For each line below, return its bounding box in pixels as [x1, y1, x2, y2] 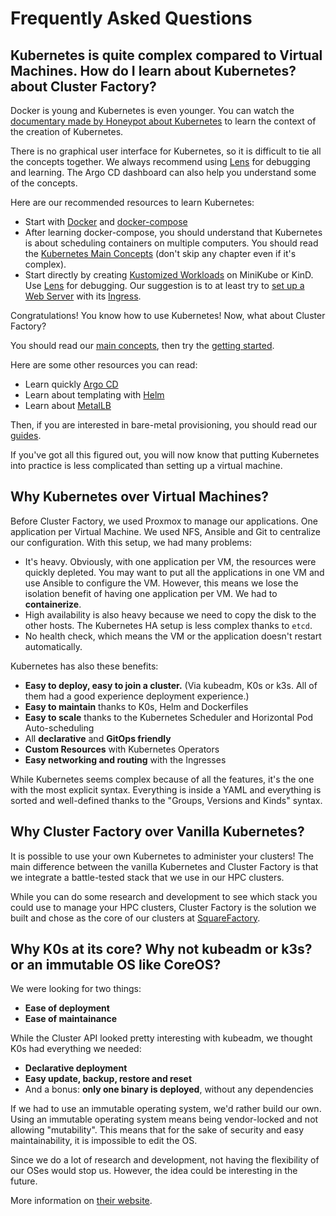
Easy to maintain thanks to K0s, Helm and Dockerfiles [24, 700, 249, 712]
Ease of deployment [24, 1002, 110, 1014]
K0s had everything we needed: [10, 1043, 142, 1055]
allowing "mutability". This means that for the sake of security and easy [10, 1124, 305, 1136]
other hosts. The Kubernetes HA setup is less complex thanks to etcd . [24, 619, 313, 631]
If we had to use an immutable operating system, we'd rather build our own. [10, 1103, 322, 1115]
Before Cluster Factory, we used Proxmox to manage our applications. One [10, 515, 318, 527]
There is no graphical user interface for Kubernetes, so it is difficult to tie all [10, 145, 322, 157]
